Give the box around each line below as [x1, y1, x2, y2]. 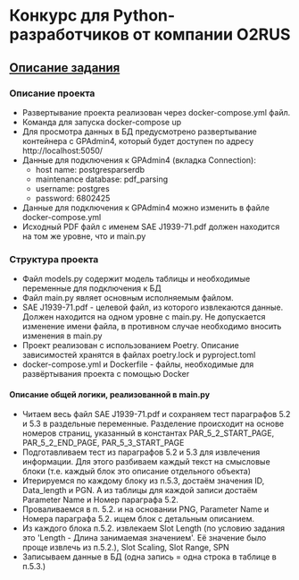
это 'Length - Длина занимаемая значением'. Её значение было [21, 533, 267, 543]
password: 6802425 [35, 192, 111, 203]
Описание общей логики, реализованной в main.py [9, 388, 211, 399]
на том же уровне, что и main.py [21, 230, 146, 242]
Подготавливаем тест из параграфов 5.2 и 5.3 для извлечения [21, 447, 261, 457]
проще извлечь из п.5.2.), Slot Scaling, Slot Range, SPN [21, 542, 229, 553]
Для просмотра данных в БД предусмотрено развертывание [21, 126, 257, 137]
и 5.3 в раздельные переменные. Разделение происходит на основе [21, 418, 284, 430]
